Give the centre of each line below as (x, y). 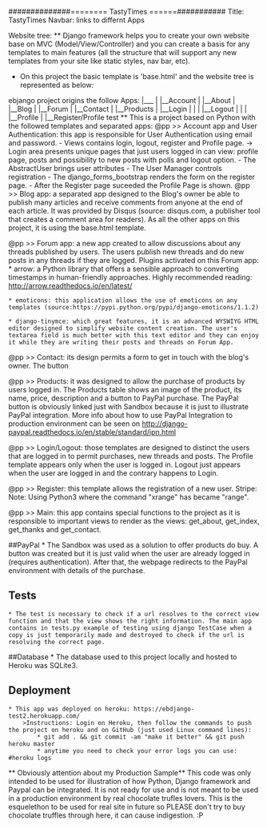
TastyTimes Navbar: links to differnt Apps (77, 20)
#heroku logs (30, 758)
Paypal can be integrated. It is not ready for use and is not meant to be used (133, 790)
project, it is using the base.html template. (77, 228)
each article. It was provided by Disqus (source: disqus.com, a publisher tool (134, 211)
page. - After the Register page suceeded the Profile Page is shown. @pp (129, 185)
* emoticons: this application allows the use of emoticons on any (123, 301)
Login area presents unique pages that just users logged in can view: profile (133, 151)
